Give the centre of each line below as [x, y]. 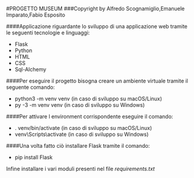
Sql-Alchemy [30, 69]
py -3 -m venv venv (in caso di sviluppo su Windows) [80, 105]
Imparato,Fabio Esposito [36, 15]
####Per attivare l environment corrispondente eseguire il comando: [90, 116]
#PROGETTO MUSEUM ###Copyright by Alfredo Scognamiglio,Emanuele [96, 9]
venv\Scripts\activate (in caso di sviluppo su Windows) [82, 134]
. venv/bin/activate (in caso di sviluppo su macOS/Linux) [83, 128]
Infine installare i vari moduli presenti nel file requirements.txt [80, 169]
